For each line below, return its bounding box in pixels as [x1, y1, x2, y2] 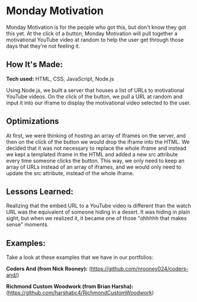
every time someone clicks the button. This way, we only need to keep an [6, 157, 185, 164]
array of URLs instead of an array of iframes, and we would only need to [6, 163, 182, 170]
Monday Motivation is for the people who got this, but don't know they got [6, 24, 186, 31]
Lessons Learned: [6, 186, 74, 196]
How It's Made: [6, 60, 63, 70]
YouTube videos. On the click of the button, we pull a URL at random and [6, 93, 183, 100]
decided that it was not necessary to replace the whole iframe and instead [6, 145, 187, 152]
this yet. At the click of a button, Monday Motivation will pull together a [6, 29, 178, 37]
